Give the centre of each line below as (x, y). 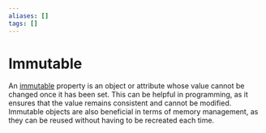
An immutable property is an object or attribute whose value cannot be (127, 86)
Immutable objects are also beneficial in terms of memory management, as (133, 112)
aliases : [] (28, 16)
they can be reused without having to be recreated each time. (112, 120)
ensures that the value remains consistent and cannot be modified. (120, 103)
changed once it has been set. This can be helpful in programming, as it (129, 95)
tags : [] (23, 24)
